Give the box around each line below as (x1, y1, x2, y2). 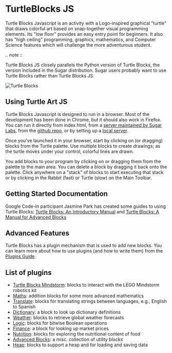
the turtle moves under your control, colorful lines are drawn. (5, 148, 135, 154)
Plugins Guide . (5, 253, 36, 260)
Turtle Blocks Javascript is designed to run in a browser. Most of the (5, 111, 150, 117)
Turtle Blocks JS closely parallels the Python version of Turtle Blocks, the (5, 62, 160, 68)
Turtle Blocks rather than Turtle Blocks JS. (5, 72, 94, 79)
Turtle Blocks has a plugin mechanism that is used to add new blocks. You (5, 242, 162, 249)
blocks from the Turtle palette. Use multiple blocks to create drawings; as (5, 143, 161, 149)
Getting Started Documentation (5, 189, 108, 198)
